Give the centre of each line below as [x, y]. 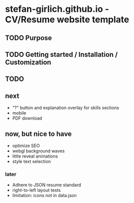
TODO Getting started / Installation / [62, 55]
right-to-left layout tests [36, 190]
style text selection [31, 161]
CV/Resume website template [67, 20]
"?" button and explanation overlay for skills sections [66, 108]
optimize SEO [26, 145]
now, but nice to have [38, 134]
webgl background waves [38, 151]
